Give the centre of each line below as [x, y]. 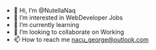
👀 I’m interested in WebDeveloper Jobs [68, 18]
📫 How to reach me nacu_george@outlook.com [81, 40]
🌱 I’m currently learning [46, 25]
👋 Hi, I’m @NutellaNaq [45, 10]
